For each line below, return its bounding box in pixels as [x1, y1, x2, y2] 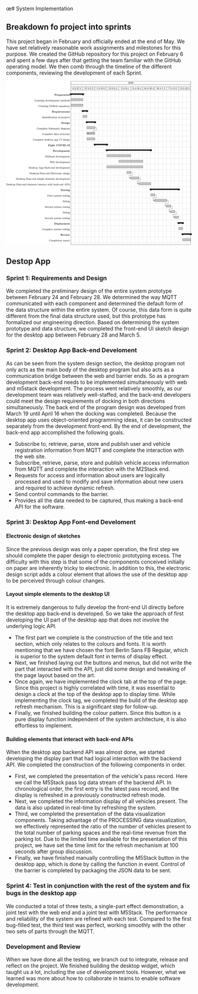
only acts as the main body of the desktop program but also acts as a [6, 366, 174, 373]
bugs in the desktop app [6, 889, 77, 898]
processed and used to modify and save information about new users [14, 478, 184, 485]
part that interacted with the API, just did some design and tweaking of [14, 665, 186, 673]
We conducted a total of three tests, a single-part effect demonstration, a [6, 902, 184, 909]
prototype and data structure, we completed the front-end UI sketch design [6, 325, 190, 332]
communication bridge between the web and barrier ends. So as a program [6, 372, 189, 379]
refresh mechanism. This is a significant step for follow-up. [14, 703, 158, 710]
